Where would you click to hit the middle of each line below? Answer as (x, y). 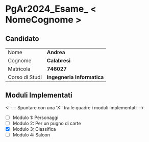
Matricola (19, 69)
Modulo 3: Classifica (34, 129)
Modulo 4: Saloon (31, 135)
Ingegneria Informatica (75, 77)
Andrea (56, 52)
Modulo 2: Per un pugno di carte (47, 123)
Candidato (22, 39)
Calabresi (59, 61)
